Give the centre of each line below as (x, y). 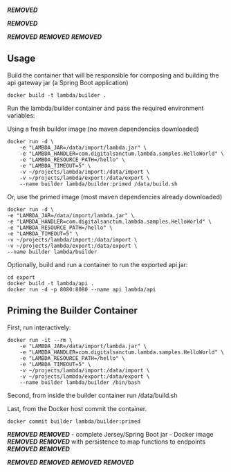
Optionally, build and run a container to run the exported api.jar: (98, 264)
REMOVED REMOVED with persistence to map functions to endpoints (107, 442)
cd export (21, 277)
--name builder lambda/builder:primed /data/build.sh (99, 184)
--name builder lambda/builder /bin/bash (80, 382)
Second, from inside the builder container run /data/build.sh (92, 395)
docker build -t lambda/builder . (57, 95)
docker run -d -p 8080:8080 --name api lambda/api (82, 289)
